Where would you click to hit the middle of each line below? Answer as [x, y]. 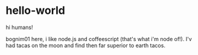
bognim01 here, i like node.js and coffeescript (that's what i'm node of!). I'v [99, 39]
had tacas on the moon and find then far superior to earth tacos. [85, 45]
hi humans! [19, 27]
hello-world [36, 11]
